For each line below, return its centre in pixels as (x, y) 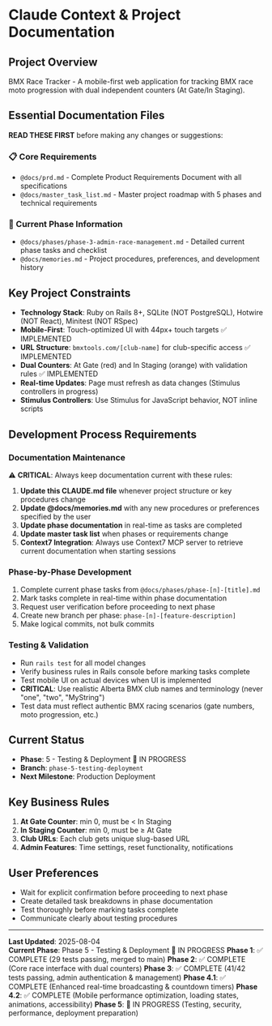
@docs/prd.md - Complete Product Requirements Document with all (131, 177)
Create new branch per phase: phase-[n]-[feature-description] (128, 616)
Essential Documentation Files (87, 115)
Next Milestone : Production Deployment (87, 776)
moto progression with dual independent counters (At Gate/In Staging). (127, 90)
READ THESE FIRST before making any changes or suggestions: (116, 135)
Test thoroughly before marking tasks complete (99, 909)
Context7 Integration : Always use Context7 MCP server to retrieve (132, 542)
